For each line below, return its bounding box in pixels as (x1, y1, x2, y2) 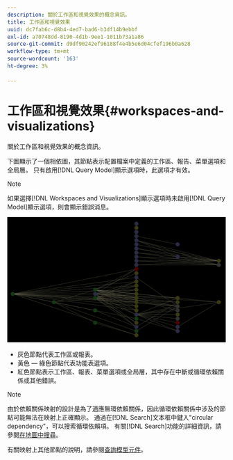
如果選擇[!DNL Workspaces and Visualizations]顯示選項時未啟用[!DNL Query (7, 193, 225, 202)
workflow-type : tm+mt (7, 48, 70, 55)
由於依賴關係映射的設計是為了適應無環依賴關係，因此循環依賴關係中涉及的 (7, 404, 220, 413)
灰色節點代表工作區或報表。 (17, 350, 97, 358)
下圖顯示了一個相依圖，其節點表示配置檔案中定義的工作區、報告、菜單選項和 (7, 157, 226, 165)
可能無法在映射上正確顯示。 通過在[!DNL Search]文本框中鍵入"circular (12, 413, 214, 422)
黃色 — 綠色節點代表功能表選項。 (17, 359, 112, 367)
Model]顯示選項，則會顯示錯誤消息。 (7, 203, 113, 211)
